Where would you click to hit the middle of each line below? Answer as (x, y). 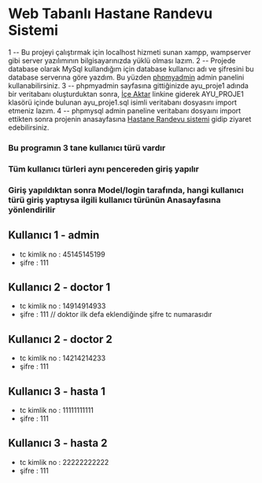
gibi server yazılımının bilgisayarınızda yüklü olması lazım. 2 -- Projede (122, 61)
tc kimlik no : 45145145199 (62, 254)
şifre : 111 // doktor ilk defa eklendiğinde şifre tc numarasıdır (116, 315)
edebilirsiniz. (29, 127)
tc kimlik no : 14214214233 (63, 358)
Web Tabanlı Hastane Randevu (111, 14)
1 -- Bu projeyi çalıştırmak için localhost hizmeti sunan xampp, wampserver (130, 52)
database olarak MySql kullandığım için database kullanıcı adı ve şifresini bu (131, 68)
